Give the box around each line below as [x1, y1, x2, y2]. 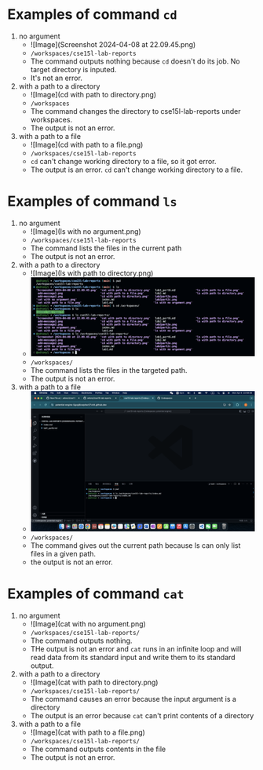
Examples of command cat [7, 585, 184, 602]
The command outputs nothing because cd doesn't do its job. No [30, 57, 240, 66]
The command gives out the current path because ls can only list [30, 540, 241, 550]
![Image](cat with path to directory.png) [30, 677, 159, 687]
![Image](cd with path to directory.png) [30, 89, 157, 99]
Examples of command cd [7, 5, 177, 24]
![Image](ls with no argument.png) [30, 226, 142, 236]
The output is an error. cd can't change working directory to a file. [30, 165, 243, 174]
